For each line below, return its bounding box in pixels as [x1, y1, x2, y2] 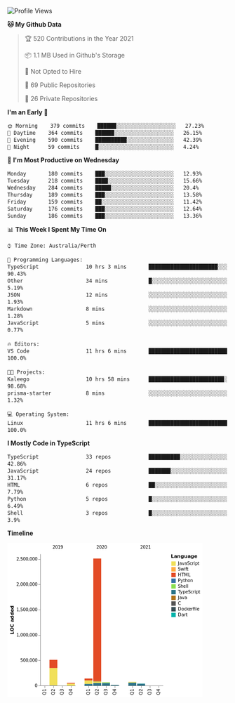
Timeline [7, 529, 34, 537]
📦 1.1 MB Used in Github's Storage [24, 51, 125, 59]
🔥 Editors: [7, 341, 40, 348]
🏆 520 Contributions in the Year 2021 [24, 34, 134, 42]
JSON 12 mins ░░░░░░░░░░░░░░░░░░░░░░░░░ [7, 291, 228, 298]
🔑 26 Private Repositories [24, 95, 98, 103]
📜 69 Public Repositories [24, 81, 96, 89]
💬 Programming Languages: [7, 256, 83, 263]
